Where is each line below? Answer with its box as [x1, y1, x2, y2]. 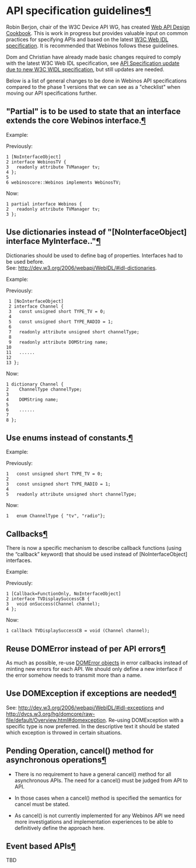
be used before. [6, 258, 45, 265]
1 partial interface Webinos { [6, 201, 82, 207]
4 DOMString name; [6, 397, 59, 402]
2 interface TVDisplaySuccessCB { [6, 596, 90, 602]
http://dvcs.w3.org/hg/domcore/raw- [6, 710, 95, 717]
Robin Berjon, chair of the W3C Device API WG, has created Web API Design [6, 23, 190, 30]
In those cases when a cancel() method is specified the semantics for [14, 794, 182, 801]
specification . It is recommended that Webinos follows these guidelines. [6, 42, 179, 49]
